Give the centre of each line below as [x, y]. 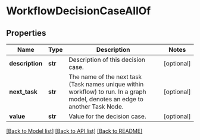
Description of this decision [107, 60]
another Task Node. [96, 107]
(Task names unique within [106, 84]
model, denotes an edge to [106, 99]
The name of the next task [105, 77]
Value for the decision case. [107, 116]
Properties [26, 33]
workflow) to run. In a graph [107, 92]
